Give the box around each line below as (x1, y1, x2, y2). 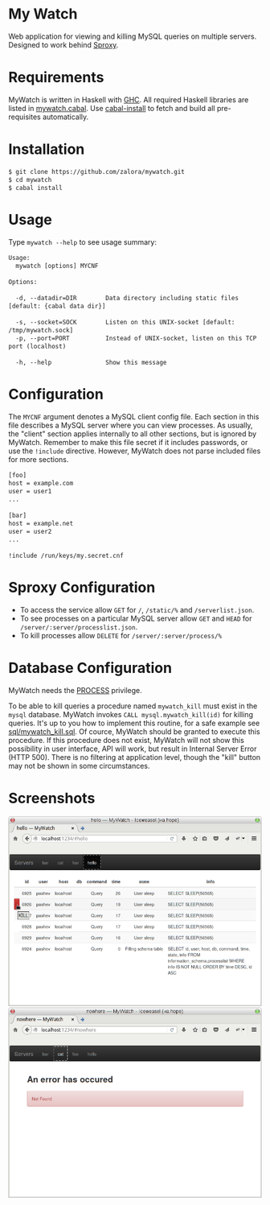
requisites (8, 112, 42, 122)
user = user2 (8, 527, 52, 535)
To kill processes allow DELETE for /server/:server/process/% (19, 630, 223, 640)
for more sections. (8, 454, 69, 464)
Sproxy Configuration (8, 578, 156, 596)
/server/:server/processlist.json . (19, 621, 138, 632)
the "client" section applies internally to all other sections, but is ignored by (8, 428, 257, 439)
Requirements (8, 68, 104, 87)
